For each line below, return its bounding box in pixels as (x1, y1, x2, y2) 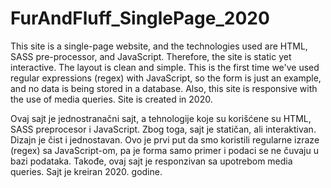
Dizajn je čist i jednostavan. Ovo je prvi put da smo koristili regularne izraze (10, 133, 320, 146)
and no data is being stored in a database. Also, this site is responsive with (10, 82, 318, 94)
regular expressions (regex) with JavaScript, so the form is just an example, (10, 72, 322, 84)
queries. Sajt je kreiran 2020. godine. (10, 165, 163, 177)
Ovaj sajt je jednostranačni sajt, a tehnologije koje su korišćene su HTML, (10, 112, 312, 124)
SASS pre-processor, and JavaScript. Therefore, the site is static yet (10, 50, 292, 62)
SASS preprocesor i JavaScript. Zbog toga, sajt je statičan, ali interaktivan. (10, 123, 317, 135)
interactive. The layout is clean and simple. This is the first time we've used (10, 61, 320, 73)
